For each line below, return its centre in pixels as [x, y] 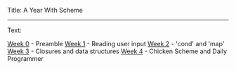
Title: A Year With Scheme [45, 10]
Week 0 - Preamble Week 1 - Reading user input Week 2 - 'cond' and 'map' [116, 44]
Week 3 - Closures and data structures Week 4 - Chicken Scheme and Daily [117, 51]
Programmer [26, 58]
